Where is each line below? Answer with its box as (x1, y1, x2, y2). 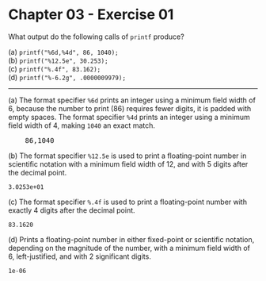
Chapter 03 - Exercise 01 (8, 6, 174, 24)
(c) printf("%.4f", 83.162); (8, 64, 101, 73)
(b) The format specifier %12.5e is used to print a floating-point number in (8, 151, 247, 160)
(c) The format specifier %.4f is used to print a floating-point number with (8, 197, 248, 206)
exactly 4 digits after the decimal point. (8, 205, 136, 215)
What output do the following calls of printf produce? (8, 32, 184, 41)
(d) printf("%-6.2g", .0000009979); (8, 72, 127, 82)
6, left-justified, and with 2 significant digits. (8, 252, 152, 261)
